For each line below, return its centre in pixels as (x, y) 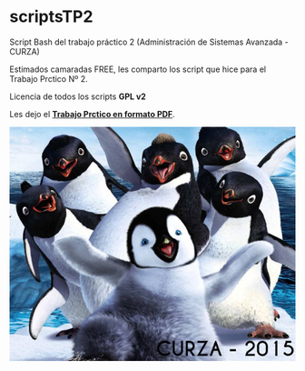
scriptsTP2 (51, 17)
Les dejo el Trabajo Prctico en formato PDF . (92, 114)
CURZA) (25, 51)
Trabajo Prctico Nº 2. (49, 78)
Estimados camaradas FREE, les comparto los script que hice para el (138, 69)
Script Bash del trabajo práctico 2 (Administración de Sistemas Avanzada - (149, 42)
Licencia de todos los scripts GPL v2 (78, 96)
